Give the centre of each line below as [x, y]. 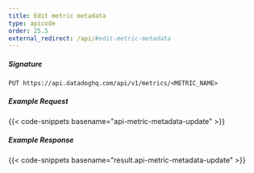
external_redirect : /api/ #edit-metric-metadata [90, 38]
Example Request [38, 101]
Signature [25, 64]
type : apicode [32, 23]
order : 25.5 [28, 31]
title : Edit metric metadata [57, 16]
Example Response [41, 140]
